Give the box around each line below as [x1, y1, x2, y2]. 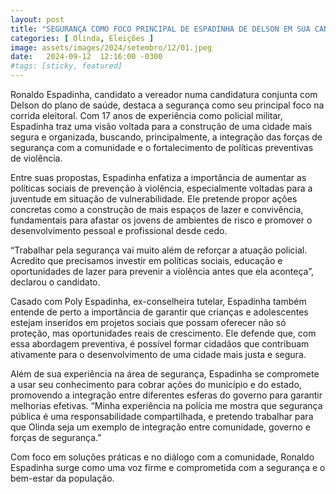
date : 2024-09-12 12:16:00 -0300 [10, 52, 163, 62]
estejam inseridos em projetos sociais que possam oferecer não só [10, 317, 287, 328]
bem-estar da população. [10, 472, 115, 484]
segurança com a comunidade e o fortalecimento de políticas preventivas [10, 142, 314, 153]
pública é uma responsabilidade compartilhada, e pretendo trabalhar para [10, 411, 314, 422]
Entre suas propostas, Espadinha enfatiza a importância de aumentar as [10, 172, 307, 183]
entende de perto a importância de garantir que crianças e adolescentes [10, 306, 309, 318]
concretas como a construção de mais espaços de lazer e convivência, [10, 204, 304, 215]
